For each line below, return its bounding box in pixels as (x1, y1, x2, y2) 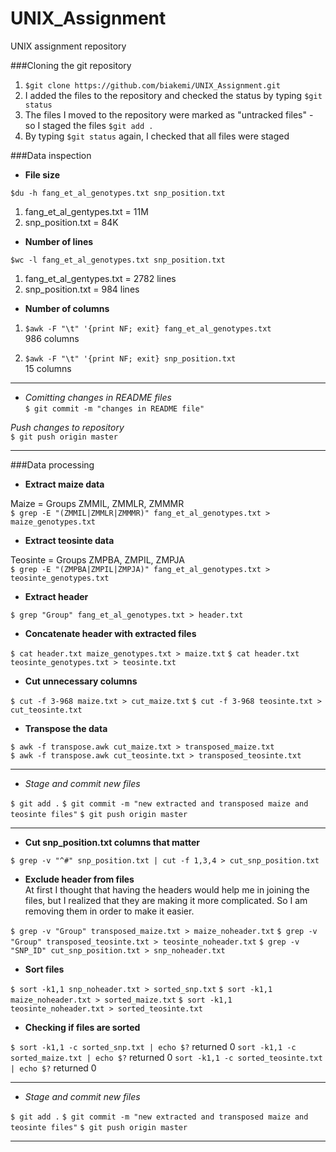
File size (24, 168, 60, 181)
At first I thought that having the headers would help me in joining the (24, 883, 310, 896)
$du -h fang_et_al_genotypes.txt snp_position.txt (10, 188, 226, 198)
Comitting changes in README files (24, 391, 172, 403)
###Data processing (10, 458, 95, 471)
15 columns (24, 362, 72, 374)
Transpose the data (24, 722, 108, 734)
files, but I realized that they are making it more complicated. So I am (24, 894, 308, 906)
